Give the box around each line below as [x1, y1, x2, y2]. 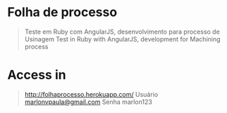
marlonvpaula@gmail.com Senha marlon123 [24, 98, 153, 106]
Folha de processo [7, 4, 118, 20]
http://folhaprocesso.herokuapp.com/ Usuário [24, 90, 159, 98]
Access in [7, 67, 66, 83]
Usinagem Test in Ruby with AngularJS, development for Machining [24, 34, 221, 43]
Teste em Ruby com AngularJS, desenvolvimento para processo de [24, 27, 220, 36]
